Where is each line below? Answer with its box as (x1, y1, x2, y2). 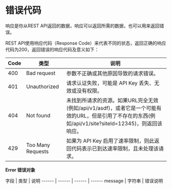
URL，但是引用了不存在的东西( (76, 112, 150, 119)
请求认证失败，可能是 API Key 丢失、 (66, 79, 155, 86)
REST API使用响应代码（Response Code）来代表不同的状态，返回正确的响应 (5, 40, 166, 46)
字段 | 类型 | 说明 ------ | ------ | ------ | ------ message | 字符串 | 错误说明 (5, 178, 163, 184)
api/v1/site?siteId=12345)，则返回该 (73, 120, 163, 127)
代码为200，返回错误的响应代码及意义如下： (5, 46, 99, 52)
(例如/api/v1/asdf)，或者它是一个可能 (66, 104, 157, 111)
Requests (26, 147, 49, 155)
